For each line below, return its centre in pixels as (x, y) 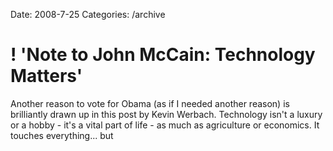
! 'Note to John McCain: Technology (163, 55)
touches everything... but (62, 135)
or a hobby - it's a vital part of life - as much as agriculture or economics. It (165, 125)
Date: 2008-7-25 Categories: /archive (88, 14)
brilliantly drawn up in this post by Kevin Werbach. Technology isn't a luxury (166, 114)
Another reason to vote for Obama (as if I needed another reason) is (150, 103)
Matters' (46, 76)
